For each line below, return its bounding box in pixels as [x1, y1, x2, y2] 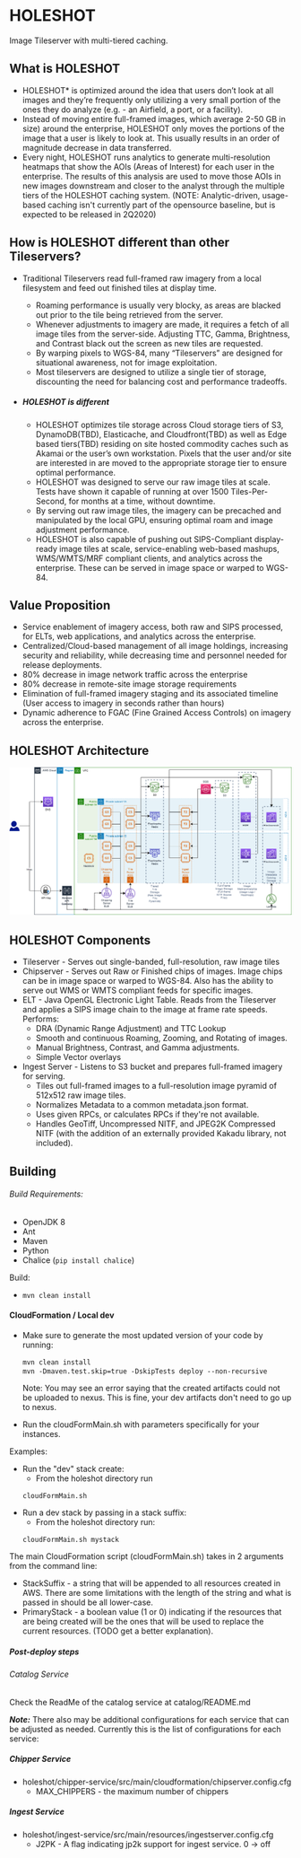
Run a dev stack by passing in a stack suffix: [21, 1507, 186, 1518]
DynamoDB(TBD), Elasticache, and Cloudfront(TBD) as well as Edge [35, 428, 288, 440]
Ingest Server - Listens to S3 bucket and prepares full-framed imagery [21, 1061, 283, 1073]
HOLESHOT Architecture [9, 742, 150, 758]
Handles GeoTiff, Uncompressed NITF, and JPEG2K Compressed [35, 1118, 276, 1129]
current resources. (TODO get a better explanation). [21, 1626, 213, 1636]
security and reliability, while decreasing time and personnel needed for [21, 650, 288, 661]
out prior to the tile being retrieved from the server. [35, 309, 224, 320]
